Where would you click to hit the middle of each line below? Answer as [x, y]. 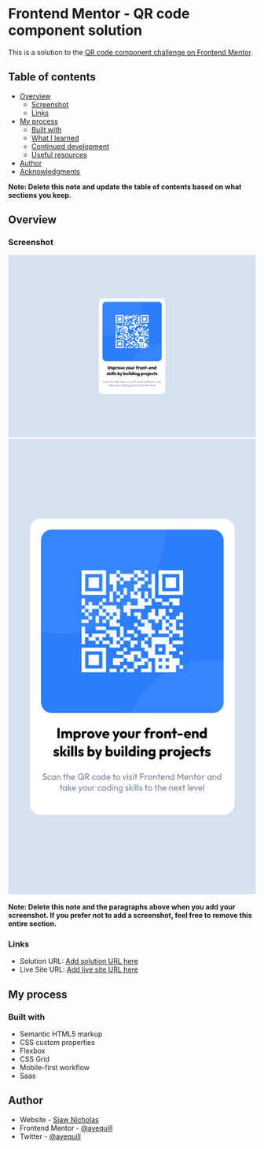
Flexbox [32, 1050]
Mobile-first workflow [55, 1067]
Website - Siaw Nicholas [59, 1119]
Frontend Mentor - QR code [99, 14]
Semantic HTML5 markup [61, 1034]
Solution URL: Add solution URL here [79, 961]
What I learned [55, 138]
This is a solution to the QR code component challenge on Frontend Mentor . [130, 52]
